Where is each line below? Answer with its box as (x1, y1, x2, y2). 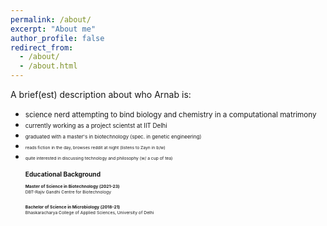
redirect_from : (10, 42, 74, 53)
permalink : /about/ (10, 14, 92, 25)
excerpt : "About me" (10, 24, 97, 34)
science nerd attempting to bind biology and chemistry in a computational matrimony (24, 110, 317, 120)
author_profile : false (10, 33, 105, 43)
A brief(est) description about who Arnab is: (10, 89, 192, 100)
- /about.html (19, 61, 78, 71)
